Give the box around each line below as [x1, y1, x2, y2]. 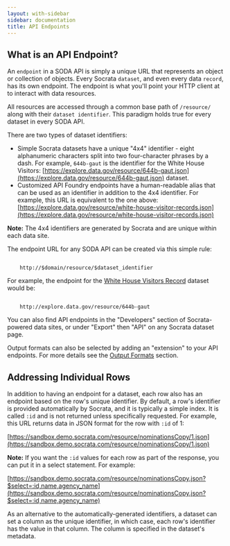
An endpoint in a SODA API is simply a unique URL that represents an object [7, 67, 224, 76]
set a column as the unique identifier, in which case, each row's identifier [7, 518, 216, 525]
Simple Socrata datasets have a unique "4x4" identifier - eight [17, 144, 195, 153]
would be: [7, 284, 36, 292]
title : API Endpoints [7, 23, 70, 30]
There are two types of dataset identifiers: [7, 131, 128, 139]
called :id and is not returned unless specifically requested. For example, [7, 412, 217, 420]
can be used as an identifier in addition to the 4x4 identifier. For [17, 189, 199, 197]
